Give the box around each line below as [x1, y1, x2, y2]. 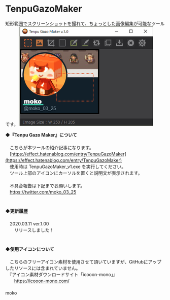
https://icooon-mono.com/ [14, 278, 70, 284]
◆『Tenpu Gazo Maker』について [5, 131, 77, 138]
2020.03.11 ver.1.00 [9, 220, 49, 226]
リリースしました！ [14, 227, 54, 233]
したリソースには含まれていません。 [5, 265, 81, 271]
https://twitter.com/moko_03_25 [10, 189, 77, 195]
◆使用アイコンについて [5, 246, 54, 252]
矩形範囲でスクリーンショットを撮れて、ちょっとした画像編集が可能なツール [5, 20, 165, 26]
